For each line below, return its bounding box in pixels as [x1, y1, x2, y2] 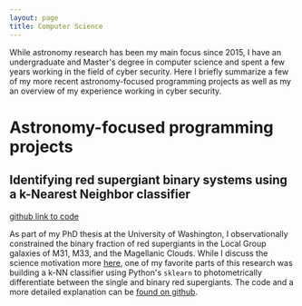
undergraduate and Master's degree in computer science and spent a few [9, 56, 286, 67]
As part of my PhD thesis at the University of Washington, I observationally [9, 228, 288, 239]
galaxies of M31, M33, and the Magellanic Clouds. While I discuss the [9, 247, 268, 259]
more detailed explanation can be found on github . [9, 286, 198, 297]
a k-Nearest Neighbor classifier [9, 187, 190, 202]
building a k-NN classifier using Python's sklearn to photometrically [9, 267, 263, 278]
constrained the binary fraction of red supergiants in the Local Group [9, 238, 267, 249]
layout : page [9, 13, 59, 23]
